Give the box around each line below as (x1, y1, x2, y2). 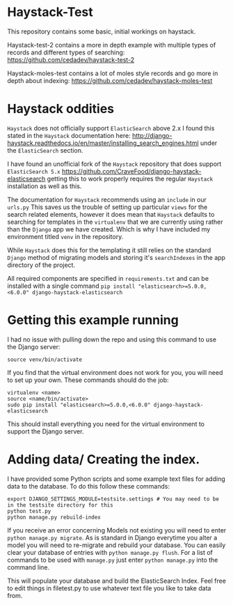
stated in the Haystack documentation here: (7, 131, 131, 139)
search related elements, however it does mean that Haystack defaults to (7, 210, 215, 218)
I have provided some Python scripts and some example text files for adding (7, 475, 225, 483)
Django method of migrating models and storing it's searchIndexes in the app (7, 253, 226, 261)
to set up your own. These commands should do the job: (7, 376, 169, 384)
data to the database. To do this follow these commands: (7, 482, 170, 490)
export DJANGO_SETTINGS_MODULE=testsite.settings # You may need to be (7, 496, 219, 503)
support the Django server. (7, 427, 84, 436)
